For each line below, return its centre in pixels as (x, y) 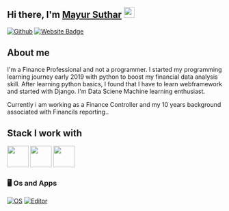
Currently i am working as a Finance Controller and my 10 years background (114, 104)
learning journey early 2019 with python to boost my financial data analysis (112, 77)
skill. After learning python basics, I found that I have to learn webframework (115, 84)
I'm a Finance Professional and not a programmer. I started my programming (114, 69)
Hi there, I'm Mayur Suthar (64, 15)
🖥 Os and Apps (32, 184)
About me (28, 53)
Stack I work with (44, 133)
